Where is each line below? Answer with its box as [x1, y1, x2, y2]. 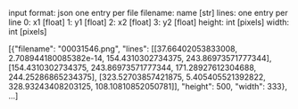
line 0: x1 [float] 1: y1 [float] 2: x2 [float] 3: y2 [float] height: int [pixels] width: [8, 17, 290, 27]
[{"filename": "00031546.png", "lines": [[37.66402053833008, [8, 43, 238, 54]
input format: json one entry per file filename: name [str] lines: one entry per [8, 8, 289, 18]
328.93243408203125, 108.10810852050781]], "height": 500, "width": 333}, [8, 82, 287, 91]
